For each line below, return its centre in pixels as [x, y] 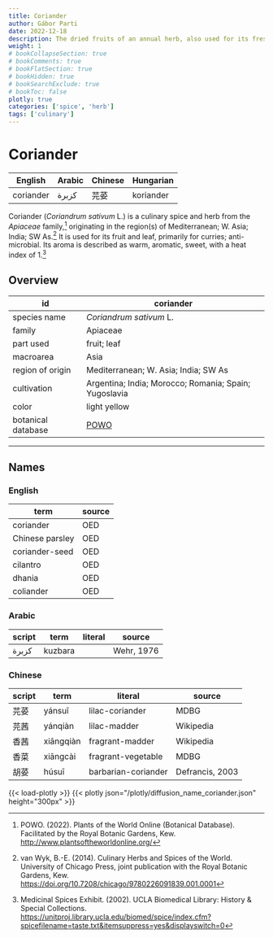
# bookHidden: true [41, 76]
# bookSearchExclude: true [54, 84]
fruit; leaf [104, 343]
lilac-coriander [117, 711]
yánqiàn [59, 726]
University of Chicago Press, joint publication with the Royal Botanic [134, 866]
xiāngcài [60, 756]
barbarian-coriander [128, 772]
